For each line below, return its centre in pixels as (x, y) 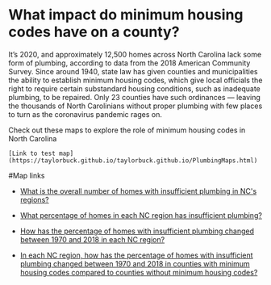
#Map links (27, 175)
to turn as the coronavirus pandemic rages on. (85, 114)
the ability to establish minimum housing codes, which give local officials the (135, 80)
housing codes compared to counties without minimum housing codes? (139, 272)
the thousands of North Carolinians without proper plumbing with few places (135, 106)
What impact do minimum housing (126, 15)
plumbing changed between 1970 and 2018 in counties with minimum (135, 263)
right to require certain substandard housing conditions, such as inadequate (134, 88)
